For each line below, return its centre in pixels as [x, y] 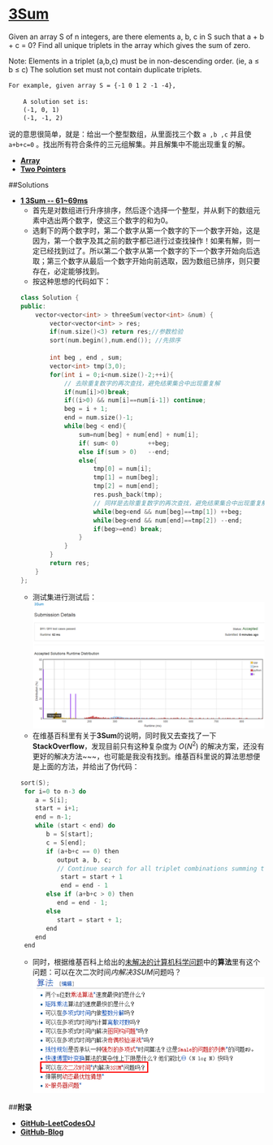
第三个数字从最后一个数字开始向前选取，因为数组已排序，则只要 [154, 261]
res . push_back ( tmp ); [128, 495]
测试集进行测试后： [65, 597]
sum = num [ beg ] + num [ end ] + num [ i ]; [139, 434]
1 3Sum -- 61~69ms [54, 201]
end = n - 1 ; [54, 817]
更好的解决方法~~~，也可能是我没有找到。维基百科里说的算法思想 [143, 756]
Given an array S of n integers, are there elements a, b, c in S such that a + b [136, 37]
